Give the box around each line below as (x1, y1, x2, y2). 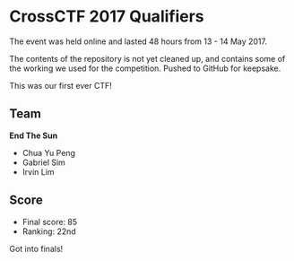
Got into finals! (9, 243, 64, 254)
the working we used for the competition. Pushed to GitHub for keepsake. (9, 63, 281, 74)
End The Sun (9, 130, 58, 141)
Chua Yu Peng (22, 147, 76, 158)
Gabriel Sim (22, 157, 65, 168)
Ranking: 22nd (22, 226, 76, 237)
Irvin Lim (22, 166, 56, 177)
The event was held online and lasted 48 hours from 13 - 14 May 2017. (9, 36, 267, 47)
